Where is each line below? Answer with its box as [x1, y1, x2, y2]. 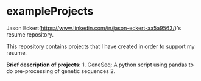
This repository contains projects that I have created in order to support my [6, 43, 195, 50]
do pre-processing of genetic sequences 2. [6, 67, 116, 74]
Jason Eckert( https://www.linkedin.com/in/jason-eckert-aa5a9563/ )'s [6, 24, 182, 32]
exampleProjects [6, 4, 94, 18]
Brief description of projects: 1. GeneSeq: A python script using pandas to [6, 61, 194, 68]
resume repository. [6, 30, 54, 38]
